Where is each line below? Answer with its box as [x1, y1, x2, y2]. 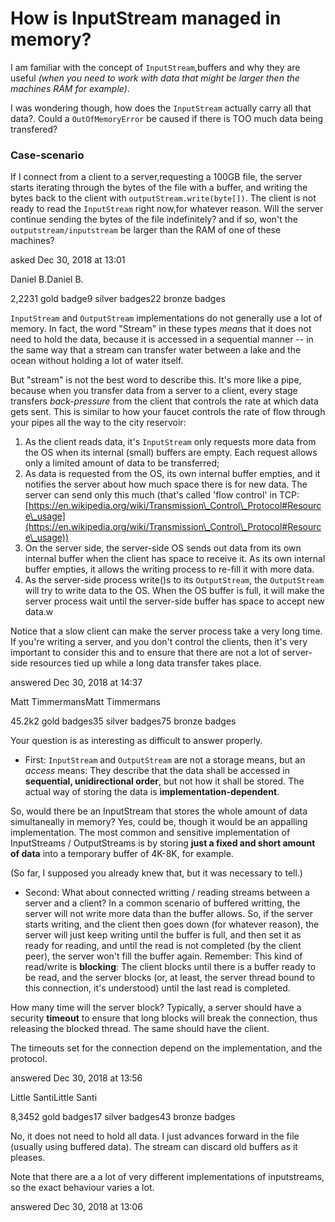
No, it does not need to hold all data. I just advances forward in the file [10, 1130, 300, 1142]
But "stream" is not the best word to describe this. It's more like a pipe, [10, 374, 302, 386]
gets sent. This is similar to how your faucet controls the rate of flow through [10, 406, 326, 418]
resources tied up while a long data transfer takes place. [29, 657, 262, 669]
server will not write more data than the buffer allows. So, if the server [24, 908, 314, 920]
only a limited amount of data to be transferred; [24, 457, 220, 469]
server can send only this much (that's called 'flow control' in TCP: [24, 489, 300, 501]
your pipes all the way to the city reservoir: [10, 417, 187, 429]
